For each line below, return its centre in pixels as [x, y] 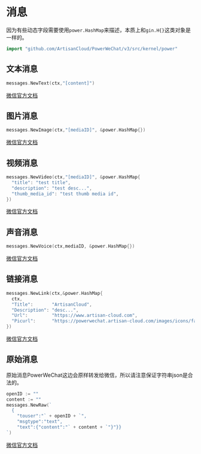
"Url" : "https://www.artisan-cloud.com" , [74, 316]
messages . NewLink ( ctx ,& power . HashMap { [54, 293]
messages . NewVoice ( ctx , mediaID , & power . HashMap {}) [71, 246]
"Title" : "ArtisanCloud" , [52, 304]
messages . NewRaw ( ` [29, 405]
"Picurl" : [24, 321]
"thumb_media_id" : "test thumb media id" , [65, 194]
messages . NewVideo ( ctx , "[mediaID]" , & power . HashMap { [73, 177]
